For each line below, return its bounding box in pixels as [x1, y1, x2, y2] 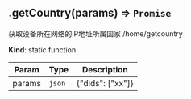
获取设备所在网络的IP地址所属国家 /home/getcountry [8, 28, 183, 39]
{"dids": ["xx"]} [76, 77, 134, 89]
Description [81, 64, 128, 75]
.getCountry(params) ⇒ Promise [8, 6, 172, 20]
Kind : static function [8, 44, 77, 55]
